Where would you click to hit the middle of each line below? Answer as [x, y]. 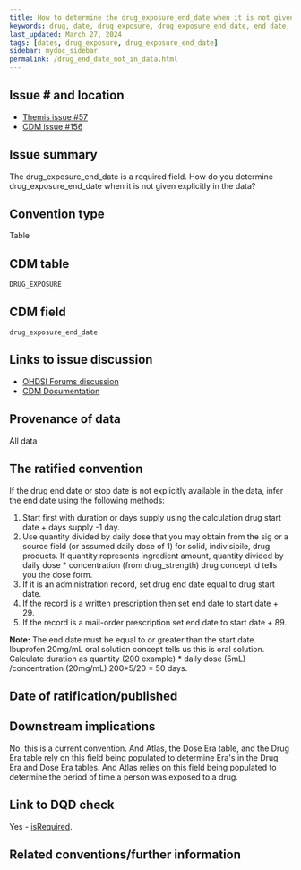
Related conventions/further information [125, 854]
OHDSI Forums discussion [70, 381]
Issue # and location [67, 95]
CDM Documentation [61, 391]
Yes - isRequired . [41, 826]
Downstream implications [82, 727]
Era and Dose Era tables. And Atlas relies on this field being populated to [143, 767]
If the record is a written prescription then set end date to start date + [150, 603]
